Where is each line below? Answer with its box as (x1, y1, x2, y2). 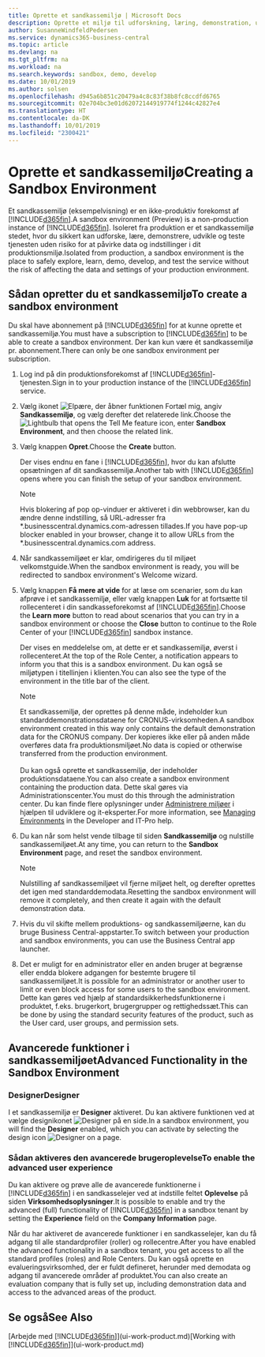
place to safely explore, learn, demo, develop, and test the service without (8, 256, 249, 265)
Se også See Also (8, 1310, 93, 1324)
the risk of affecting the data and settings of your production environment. (8, 264, 250, 274)
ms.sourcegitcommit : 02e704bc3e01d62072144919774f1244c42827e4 (8, 99, 221, 107)
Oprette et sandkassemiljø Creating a (8, 163, 254, 181)
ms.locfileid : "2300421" (8, 129, 90, 137)
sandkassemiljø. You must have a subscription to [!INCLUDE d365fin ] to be (8, 329, 248, 339)
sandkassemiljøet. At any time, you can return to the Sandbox (19, 840, 218, 849)
